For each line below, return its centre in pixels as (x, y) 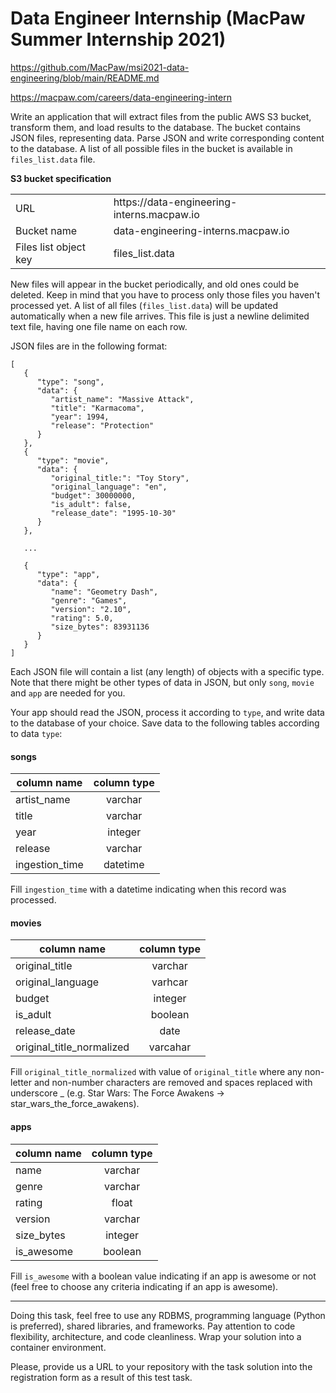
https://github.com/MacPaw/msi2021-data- (100, 67)
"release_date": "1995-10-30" (113, 513)
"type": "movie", (73, 460)
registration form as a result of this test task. (101, 1377)
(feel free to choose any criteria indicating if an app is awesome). (144, 1286)
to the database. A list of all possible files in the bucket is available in (151, 148)
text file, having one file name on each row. (99, 326)
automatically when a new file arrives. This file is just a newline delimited (160, 316)
